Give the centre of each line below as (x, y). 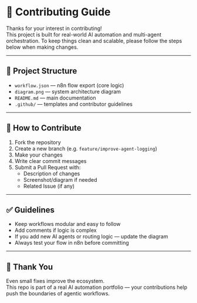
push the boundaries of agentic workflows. (58, 294)
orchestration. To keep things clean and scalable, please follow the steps (94, 41)
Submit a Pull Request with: (47, 167)
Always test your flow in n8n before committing (72, 243)
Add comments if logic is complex (55, 230)
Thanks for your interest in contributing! (54, 28)
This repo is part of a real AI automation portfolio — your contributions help (97, 287)
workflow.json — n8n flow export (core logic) (69, 85)
